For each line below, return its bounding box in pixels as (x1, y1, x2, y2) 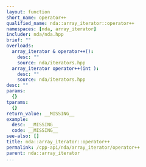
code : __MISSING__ (12, 128, 59, 134)
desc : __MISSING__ (12, 122, 59, 128)
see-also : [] (6, 133, 40, 140)
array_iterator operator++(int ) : (12, 65, 99, 72)
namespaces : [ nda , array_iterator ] (6, 26, 97, 32)
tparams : (6, 99, 29, 105)
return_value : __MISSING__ (6, 111, 75, 117)
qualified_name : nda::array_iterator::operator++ (6, 20, 135, 26)
